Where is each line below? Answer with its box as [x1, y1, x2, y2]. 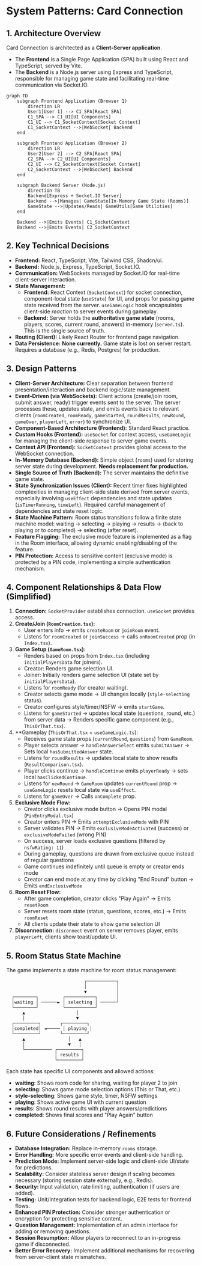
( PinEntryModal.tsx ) [23, 812, 74, 819]
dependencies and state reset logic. [14, 507, 104, 515]
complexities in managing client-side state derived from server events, [14, 488, 190, 495]
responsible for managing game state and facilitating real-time [14, 75, 169, 82]
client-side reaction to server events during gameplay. [23, 308, 158, 315]
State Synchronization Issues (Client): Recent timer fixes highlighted [14, 482, 187, 489]
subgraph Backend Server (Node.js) [17, 182, 106, 188]
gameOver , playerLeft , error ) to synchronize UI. [14, 418, 131, 425]
